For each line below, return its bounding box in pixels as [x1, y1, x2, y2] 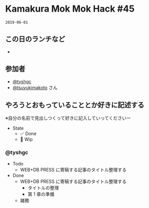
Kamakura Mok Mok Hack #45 [5, 3, 135, 15]
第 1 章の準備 [27, 191, 55, 197]
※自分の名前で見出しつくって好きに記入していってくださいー [5, 115, 131, 121]
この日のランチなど [5, 35, 65, 44]
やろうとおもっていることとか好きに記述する [5, 100, 144, 109]
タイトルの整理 [27, 185, 59, 191]
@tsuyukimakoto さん [12, 84, 58, 90]
